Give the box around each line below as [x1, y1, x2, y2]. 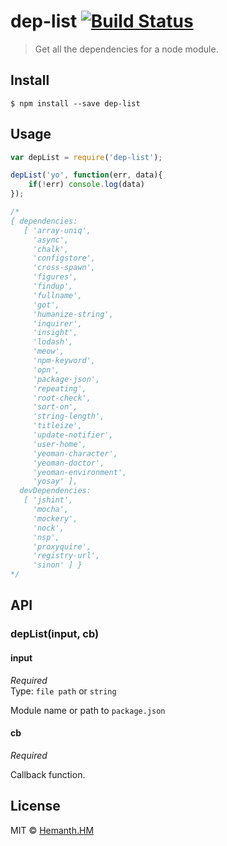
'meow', [32, 346, 65, 357]
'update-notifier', [32, 430, 114, 440]
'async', [32, 235, 70, 245]
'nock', [32, 523, 65, 533]
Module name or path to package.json [10, 704, 166, 716]
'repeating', [32, 383, 87, 394]
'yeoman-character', [32, 448, 118, 459]
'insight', [32, 328, 78, 338]
